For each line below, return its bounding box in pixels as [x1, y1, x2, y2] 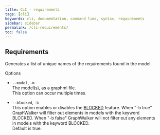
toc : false [5, 30, 27, 35]
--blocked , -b [12, 99, 39, 105]
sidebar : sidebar [5, 20, 40, 26]
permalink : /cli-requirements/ [5, 25, 69, 30]
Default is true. [12, 125, 42, 131]
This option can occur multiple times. [12, 90, 87, 96]
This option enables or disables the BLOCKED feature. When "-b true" [12, 104, 152, 110]
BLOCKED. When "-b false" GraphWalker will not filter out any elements [12, 115, 156, 121]
